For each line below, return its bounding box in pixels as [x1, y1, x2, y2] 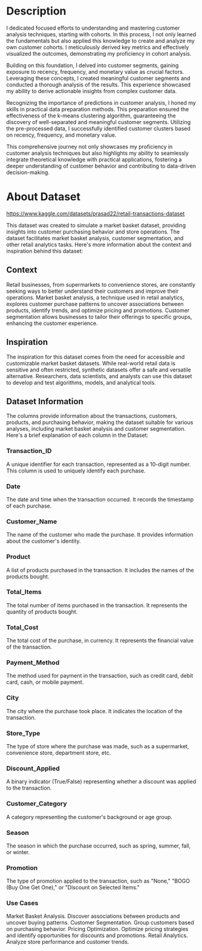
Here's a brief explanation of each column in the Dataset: [6, 431, 149, 439]
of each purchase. [6, 502, 52, 509]
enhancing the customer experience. [6, 319, 98, 327]
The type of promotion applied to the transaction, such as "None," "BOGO [6, 877, 191, 884]
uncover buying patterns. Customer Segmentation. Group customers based [6, 919, 195, 926]
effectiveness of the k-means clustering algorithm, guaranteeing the [6, 112, 177, 119]
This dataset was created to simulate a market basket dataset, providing [6, 221, 186, 229]
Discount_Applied [6, 764, 60, 773]
